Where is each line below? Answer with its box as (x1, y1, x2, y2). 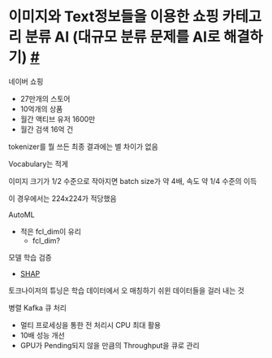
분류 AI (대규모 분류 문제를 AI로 (24, 28, 221, 46)
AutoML (8, 209, 35, 220)
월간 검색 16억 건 (19, 124, 74, 134)
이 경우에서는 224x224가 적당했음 (8, 193, 117, 203)
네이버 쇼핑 (8, 76, 44, 86)
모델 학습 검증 (8, 252, 53, 262)
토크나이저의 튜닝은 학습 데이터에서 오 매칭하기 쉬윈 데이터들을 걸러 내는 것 (8, 286, 245, 295)
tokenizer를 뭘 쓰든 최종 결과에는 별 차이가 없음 (8, 142, 158, 151)
